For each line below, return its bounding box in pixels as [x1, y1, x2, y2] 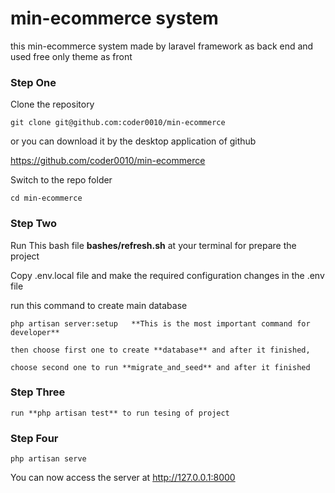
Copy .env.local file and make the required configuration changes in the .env [10, 269, 325, 281]
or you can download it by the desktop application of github [10, 135, 257, 147]
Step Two [10, 217, 58, 231]
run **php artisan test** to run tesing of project [10, 408, 230, 418]
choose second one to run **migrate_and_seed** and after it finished [10, 362, 311, 372]
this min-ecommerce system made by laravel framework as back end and [10, 40, 314, 52]
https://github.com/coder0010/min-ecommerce [10, 155, 206, 167]
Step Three [10, 385, 66, 399]
